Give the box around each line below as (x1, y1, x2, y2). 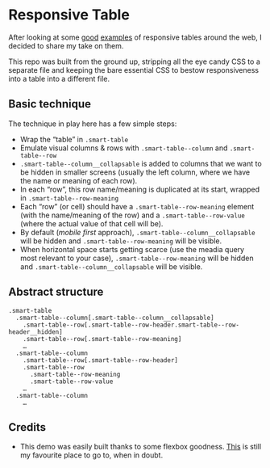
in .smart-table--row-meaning (19, 192, 119, 203)
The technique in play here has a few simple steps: (8, 119, 177, 129)
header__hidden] (8, 327, 63, 336)
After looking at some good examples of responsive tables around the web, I (8, 32, 262, 42)
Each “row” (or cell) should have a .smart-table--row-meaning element (19, 201, 255, 211)
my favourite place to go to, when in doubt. (19, 450, 164, 460)
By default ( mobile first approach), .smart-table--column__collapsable (19, 227, 255, 237)
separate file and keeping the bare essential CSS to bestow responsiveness (8, 65, 260, 74)
